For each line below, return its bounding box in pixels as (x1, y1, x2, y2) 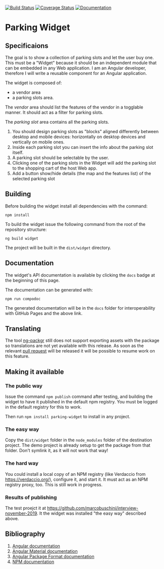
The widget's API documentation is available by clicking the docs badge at (5, 272, 155, 278)
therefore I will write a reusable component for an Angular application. (5, 71, 147, 76)
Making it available (5, 367, 64, 376)
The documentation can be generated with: (5, 286, 93, 293)
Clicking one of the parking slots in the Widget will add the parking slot (12, 160, 156, 166)
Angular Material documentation (12, 548, 78, 554)
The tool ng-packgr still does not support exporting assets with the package (5, 338, 160, 344)
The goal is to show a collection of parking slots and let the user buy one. (5, 55, 154, 60)
